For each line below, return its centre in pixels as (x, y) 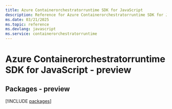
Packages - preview (38, 89)
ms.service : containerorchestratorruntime (51, 34)
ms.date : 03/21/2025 (27, 19)
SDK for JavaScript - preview (68, 70)
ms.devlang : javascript (31, 29)
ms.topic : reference (27, 24)
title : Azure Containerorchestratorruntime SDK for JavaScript (74, 10)
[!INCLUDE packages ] (28, 101)
